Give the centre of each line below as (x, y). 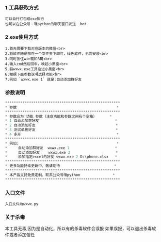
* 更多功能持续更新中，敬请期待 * (61, 166)
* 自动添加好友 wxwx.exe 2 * (62, 152)
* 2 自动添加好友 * (62, 125)
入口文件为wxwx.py (22, 204)
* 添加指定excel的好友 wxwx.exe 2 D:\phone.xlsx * (61, 157)
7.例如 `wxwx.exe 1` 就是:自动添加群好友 (43, 79)
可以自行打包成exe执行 (25, 19)
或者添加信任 (22, 235)
